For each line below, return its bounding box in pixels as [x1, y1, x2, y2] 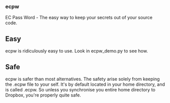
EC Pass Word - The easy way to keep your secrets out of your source [5, 15, 153, 21]
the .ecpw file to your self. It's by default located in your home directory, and [5, 81, 165, 87]
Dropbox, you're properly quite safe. [5, 92, 81, 98]
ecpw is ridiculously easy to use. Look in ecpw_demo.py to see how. [5, 48, 148, 54]
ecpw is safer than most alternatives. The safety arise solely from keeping [5, 76, 160, 82]
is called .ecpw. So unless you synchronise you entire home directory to [5, 86, 156, 92]
